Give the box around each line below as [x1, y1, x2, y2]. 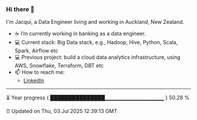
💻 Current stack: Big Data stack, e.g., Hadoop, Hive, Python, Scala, [14, 39, 178, 46]
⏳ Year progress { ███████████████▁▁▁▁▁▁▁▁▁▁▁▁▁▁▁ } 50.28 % [6, 94, 190, 101]
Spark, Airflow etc [14, 47, 59, 54]
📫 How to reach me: [14, 69, 65, 76]
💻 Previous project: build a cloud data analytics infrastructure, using [14, 54, 181, 61]
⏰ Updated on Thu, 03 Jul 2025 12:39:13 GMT [6, 108, 117, 115]
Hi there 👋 [6, 5, 35, 13]
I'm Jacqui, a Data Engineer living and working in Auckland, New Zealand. [6, 19, 185, 26]
